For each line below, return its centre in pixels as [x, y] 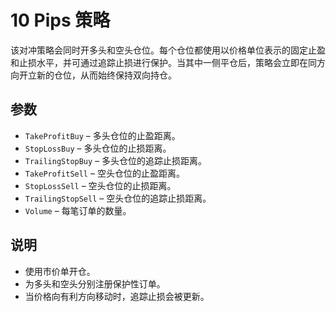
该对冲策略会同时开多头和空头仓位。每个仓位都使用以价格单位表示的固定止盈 [168, 50]
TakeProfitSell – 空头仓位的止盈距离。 [104, 173]
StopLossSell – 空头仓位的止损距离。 [100, 185]
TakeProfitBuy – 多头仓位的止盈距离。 [102, 135]
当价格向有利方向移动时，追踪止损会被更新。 [117, 296]
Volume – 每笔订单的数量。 [78, 210]
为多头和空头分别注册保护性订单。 [95, 283]
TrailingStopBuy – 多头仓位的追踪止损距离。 [116, 160]
